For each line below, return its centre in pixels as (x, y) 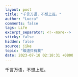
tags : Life (16, 28)
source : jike (18, 46)
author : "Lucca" (22, 19)
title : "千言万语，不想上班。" (33, 14)
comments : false (22, 23)
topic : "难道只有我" (24, 51)
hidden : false (20, 42)
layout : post (18, 10)
